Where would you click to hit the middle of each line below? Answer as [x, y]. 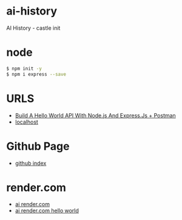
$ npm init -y [24, 68]
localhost [26, 122]
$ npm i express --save [36, 74]
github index [31, 163]
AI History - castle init [33, 28]
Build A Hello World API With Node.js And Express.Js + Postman [95, 115]
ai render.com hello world [47, 211]
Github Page [38, 146]
